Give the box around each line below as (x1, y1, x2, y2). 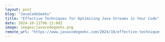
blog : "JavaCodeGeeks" (5, 12, 52, 16)
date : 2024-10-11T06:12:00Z (5, 20, 63, 26)
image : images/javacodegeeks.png (5, 25, 74, 30)
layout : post (5, 7, 32, 12)
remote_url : (5, 29, 29, 34)
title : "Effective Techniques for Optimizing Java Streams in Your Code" (5, 16, 160, 21)
